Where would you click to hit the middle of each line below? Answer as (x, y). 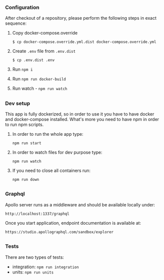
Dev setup (18, 103)
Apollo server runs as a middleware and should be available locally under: (80, 204)
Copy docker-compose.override (45, 33)
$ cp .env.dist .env (33, 60)
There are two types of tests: (35, 257)
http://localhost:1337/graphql (37, 214)
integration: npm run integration (45, 267)
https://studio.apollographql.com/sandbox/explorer (59, 232)
